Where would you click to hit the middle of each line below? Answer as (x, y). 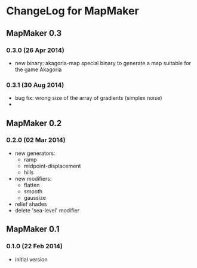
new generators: (35, 153)
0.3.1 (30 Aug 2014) (35, 85)
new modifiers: (33, 178)
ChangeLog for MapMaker (73, 11)
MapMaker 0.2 (34, 123)
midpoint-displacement (52, 166)
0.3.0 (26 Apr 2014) (35, 50)
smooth (33, 191)
